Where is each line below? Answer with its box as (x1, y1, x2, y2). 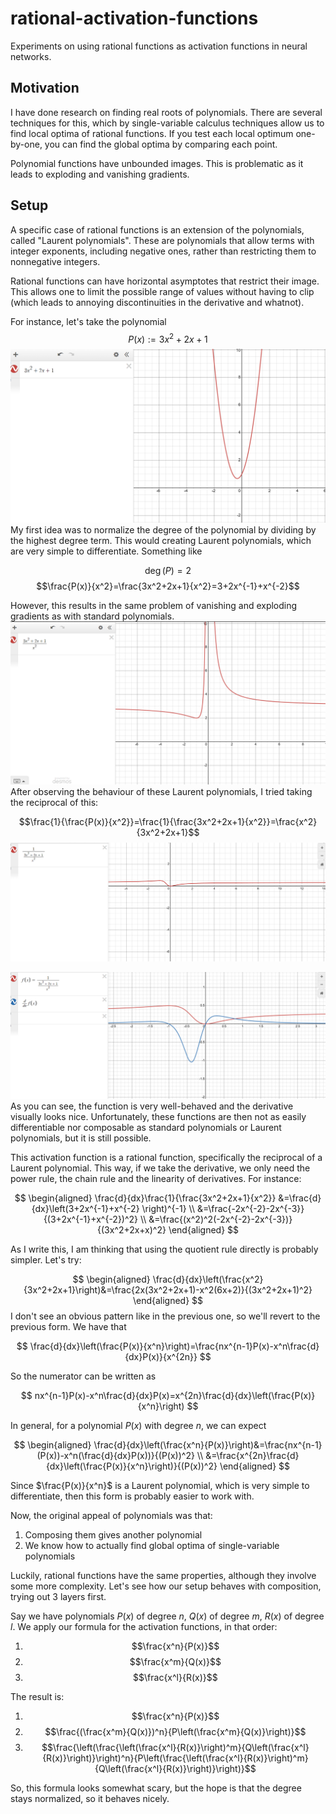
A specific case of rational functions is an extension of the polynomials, (10, 223, 305, 236)
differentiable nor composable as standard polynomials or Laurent (10, 1122, 282, 1134)
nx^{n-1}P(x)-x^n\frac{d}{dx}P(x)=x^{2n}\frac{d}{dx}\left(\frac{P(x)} (34, 1390, 316, 1402)
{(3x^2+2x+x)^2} (96, 1224, 167, 1236)
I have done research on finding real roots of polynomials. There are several (10, 106, 323, 118)
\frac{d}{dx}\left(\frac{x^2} (152, 1273, 264, 1286)
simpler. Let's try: (10, 1254, 82, 1266)
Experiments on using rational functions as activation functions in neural (10, 40, 308, 52)
